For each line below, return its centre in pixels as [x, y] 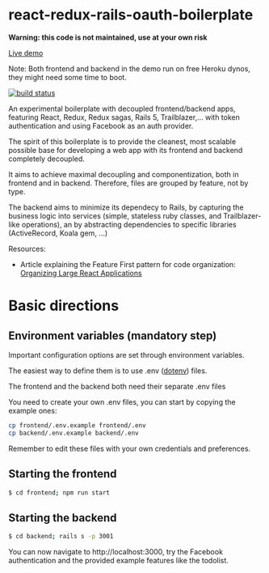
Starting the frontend [63, 474]
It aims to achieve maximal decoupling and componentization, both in [124, 174]
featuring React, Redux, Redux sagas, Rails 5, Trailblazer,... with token [124, 117]
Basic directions [64, 306]
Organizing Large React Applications [81, 273]
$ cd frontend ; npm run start [59, 492]
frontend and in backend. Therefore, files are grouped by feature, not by [128, 183]
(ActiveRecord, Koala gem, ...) [58, 233]
